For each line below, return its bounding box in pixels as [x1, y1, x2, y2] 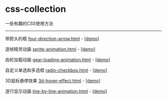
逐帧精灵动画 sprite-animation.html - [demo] [5, 46, 96, 52]
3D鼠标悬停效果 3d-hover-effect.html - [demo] [5, 78, 101, 84]
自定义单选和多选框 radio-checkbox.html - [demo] [5, 67, 108, 73]
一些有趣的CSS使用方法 [5, 20, 54, 26]
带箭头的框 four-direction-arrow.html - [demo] [5, 36, 99, 42]
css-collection [5, 3, 66, 15]
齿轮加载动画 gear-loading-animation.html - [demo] [5, 56, 110, 62]
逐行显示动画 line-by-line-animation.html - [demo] [5, 88, 107, 94]
